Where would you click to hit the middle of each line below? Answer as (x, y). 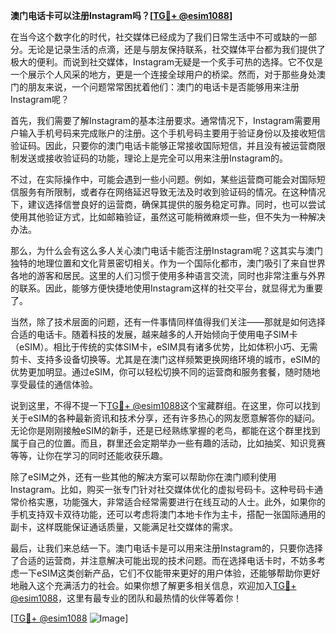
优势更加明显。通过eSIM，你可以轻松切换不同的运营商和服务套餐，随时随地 (165, 372)
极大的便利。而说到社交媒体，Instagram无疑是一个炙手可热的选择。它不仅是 (166, 62)
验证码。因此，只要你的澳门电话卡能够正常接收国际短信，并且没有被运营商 (163, 145)
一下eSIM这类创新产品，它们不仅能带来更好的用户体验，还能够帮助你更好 (169, 573)
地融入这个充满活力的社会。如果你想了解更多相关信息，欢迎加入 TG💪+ (153, 585)
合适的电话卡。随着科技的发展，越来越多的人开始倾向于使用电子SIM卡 (154, 334)
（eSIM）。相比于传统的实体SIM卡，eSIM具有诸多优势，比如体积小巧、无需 (164, 347)
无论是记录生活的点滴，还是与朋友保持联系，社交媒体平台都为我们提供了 (176, 49)
